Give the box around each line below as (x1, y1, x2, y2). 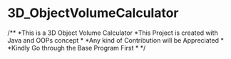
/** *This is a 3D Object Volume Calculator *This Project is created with (7, 28, 219, 37)
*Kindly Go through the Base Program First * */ (7, 43, 146, 52)
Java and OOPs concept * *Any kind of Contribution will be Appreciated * (7, 36, 225, 44)
